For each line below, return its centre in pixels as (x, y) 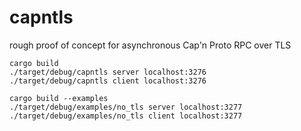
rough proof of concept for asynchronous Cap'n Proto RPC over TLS (150, 45)
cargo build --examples (59, 98)
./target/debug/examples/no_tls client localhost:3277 (126, 116)
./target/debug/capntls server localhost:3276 (108, 72)
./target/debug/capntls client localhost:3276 (108, 81)
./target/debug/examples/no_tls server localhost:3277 (126, 107)
